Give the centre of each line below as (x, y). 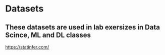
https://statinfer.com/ (27, 47)
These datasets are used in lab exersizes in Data (83, 27)
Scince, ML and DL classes (48, 35)
